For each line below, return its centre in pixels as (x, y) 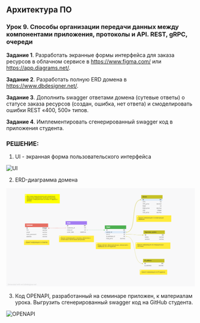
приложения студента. (35, 128)
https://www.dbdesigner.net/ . (43, 86)
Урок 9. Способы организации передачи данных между (93, 27)
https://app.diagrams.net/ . (38, 68)
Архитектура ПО (39, 10)
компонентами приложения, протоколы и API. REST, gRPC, (97, 34)
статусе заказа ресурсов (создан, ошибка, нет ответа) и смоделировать (99, 104)
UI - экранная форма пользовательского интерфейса (83, 156)
